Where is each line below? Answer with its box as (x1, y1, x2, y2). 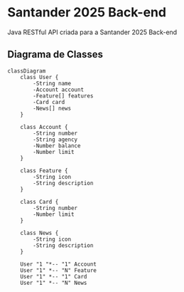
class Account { (20, 123, 69, 130)
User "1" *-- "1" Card (20, 273, 87, 280)
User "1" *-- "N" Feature (20, 266, 97, 274)
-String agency (33, 136, 78, 143)
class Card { (20, 198, 59, 205)
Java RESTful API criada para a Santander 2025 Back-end (7, 28, 178, 36)
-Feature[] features (33, 92, 94, 100)
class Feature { (20, 167, 69, 174)
